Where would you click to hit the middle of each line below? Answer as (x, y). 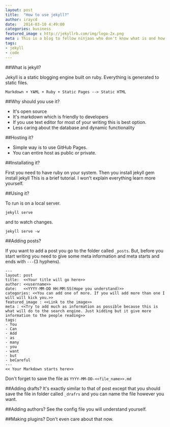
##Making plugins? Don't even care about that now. (59, 419)
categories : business (28, 29)
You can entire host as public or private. (54, 153)
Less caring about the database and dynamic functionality (74, 128)
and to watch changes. (29, 222)
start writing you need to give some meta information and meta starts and (82, 256)
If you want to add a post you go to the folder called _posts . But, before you (84, 250)
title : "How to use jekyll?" (37, 15)
